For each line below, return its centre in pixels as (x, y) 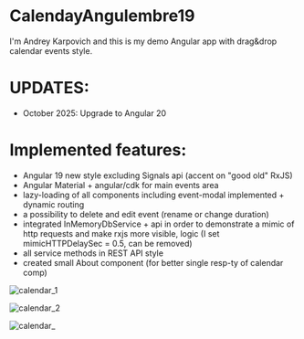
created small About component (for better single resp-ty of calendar (153, 262)
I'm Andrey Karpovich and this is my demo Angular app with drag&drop (143, 41)
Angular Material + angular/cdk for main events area (121, 185)
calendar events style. (51, 50)
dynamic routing (53, 204)
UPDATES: (49, 88)
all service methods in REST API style (93, 253)
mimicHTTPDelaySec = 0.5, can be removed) (108, 243)
